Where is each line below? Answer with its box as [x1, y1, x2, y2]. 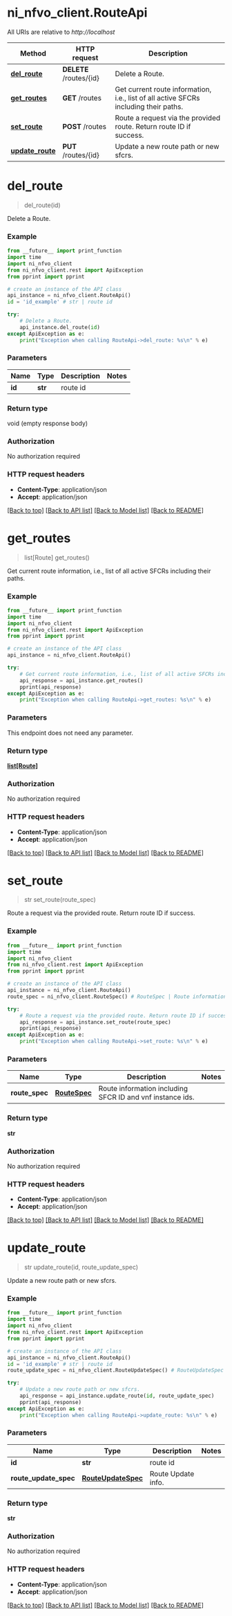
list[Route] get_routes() [23, 553, 90, 562]
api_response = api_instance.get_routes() [19, 677, 144, 684]
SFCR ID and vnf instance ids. [98, 1092, 195, 1102]
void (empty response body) [7, 419, 88, 427]
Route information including [98, 1084, 188, 1094]
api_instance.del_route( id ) [19, 323, 100, 330]
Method [19, 48, 47, 58]
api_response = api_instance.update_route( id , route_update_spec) [19, 1392, 215, 1400]
